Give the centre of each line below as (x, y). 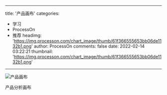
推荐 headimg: (27, 35)
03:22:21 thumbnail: (33, 51)
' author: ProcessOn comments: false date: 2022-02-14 (88, 46)
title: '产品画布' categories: (32, 13)
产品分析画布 (18, 87)
